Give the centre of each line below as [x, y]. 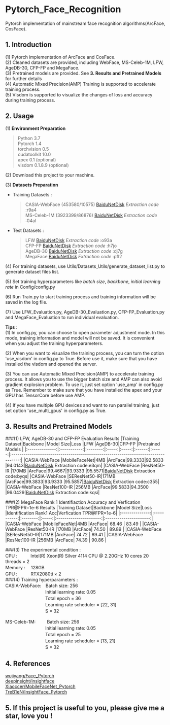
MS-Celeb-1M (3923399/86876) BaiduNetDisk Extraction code [91, 215]
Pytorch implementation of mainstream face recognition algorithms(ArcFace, [85, 23]
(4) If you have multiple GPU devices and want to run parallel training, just [82, 405]
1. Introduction [28, 45]
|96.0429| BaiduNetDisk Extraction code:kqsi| [53, 493]
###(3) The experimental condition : [43, 550]
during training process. [30, 100]
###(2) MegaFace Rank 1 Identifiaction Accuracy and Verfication [73, 502]
